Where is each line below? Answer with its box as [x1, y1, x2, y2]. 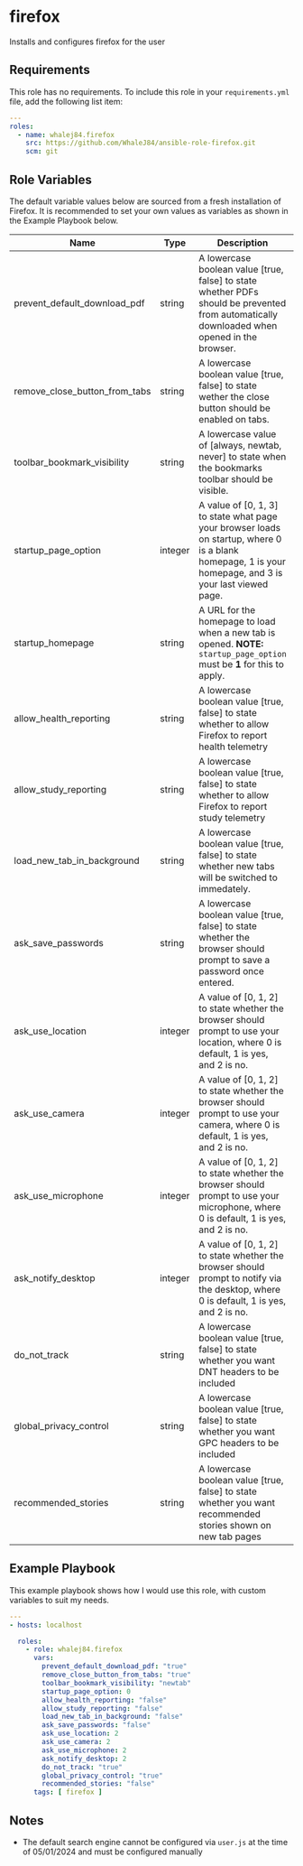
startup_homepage [14, 636, 95, 649]
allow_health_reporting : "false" [41, 1695, 168, 1704]
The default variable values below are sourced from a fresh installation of [9, 196, 281, 207]
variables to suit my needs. [9, 1594, 110, 1605]
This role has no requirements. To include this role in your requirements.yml [9, 86, 290, 97]
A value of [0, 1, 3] [197, 498, 279, 511]
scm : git [25, 147, 59, 156]
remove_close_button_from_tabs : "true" [41, 1670, 192, 1679]
